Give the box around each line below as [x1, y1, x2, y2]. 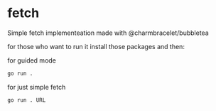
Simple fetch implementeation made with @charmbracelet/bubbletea [7, 28, 209, 37]
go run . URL [7, 96, 46, 104]
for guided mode [7, 55, 57, 65]
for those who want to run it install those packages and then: [7, 42, 185, 51]
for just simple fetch [7, 83, 66, 91]
